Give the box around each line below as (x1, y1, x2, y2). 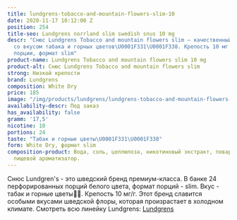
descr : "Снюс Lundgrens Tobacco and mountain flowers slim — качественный (7, 37, 232, 44)
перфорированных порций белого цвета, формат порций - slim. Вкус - (7, 182, 220, 190)
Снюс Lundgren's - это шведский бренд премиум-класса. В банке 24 (7, 174, 217, 183)
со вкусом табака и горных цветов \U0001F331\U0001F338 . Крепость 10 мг (13, 43, 229, 50)
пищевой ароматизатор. (13, 155, 80, 163)
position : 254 (7, 23, 49, 30)
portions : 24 (7, 129, 46, 136)
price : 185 (7, 89, 39, 96)
